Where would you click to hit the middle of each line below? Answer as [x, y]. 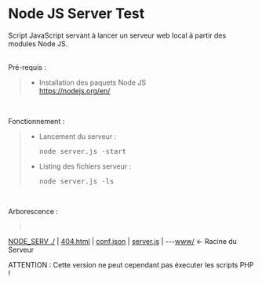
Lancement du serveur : [78, 136]
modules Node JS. [38, 43]
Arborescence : [33, 211]
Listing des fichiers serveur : [85, 166]
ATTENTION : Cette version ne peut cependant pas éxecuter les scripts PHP [131, 264]
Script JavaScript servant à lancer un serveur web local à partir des [117, 35]
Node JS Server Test [76, 14]
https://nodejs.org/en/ [75, 90]
